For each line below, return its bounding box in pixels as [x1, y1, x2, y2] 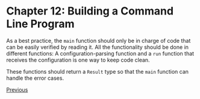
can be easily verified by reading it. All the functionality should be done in [6, 43, 189, 51]
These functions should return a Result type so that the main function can [6, 68, 189, 75]
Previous [6, 86, 28, 93]
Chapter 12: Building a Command [6, 4, 173, 18]
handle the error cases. [6, 74, 64, 81]
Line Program [6, 17, 75, 31]
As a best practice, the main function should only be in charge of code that [6, 37, 191, 44]
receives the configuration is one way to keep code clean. [6, 56, 150, 63]
